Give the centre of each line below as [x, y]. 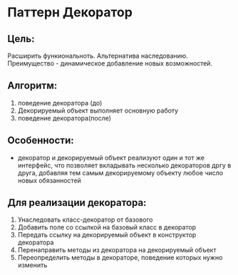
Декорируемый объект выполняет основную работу [98, 110]
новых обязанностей [50, 180]
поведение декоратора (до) [60, 103]
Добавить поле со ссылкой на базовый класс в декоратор [107, 227]
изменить [32, 265]
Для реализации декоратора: [77, 203]
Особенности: [41, 141]
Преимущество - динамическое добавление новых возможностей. [110, 63]
